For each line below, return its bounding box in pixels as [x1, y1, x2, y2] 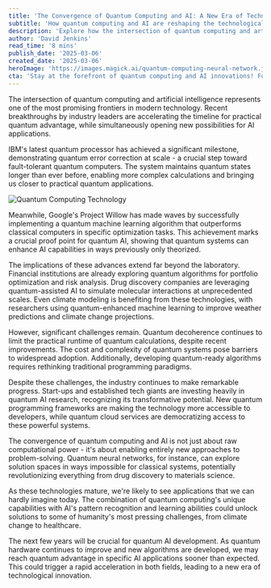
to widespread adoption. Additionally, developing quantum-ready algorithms [8, 353, 262, 362]
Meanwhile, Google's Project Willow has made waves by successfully [8, 209, 240, 219]
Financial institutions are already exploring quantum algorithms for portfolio [8, 269, 258, 278]
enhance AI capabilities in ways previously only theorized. [8, 244, 202, 254]
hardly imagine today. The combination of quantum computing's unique [8, 494, 246, 504]
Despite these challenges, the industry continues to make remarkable [8, 377, 240, 387]
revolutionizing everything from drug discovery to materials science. [8, 470, 236, 480]
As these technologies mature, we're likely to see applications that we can [8, 486, 255, 496]
